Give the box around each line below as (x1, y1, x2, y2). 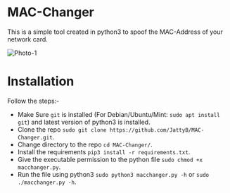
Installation (7, 73, 75, 89)
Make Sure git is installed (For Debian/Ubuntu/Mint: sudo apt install (17, 110, 220, 118)
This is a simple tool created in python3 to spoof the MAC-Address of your (7, 27, 224, 36)
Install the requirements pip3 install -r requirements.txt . (17, 147, 191, 156)
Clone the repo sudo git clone (17, 125, 107, 134)
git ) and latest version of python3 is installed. (17, 118, 151, 126)
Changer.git (17, 134, 53, 141)
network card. (7, 35, 48, 43)
